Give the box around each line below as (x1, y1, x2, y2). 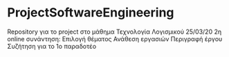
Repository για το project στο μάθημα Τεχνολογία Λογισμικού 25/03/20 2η (7, 27, 222, 36)
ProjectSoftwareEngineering (7, 5, 174, 21)
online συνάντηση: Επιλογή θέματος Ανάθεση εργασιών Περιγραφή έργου (7, 34, 223, 43)
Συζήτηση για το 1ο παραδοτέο (7, 42, 97, 50)
